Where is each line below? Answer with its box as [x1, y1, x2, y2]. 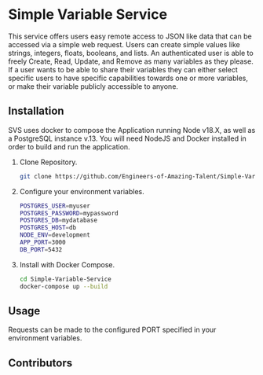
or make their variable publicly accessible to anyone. [8, 81, 179, 91]
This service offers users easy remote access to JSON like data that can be [8, 31, 253, 41]
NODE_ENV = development [19, 231, 90, 239]
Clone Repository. [19, 157, 78, 167]
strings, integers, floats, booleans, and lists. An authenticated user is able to [8, 48, 254, 57]
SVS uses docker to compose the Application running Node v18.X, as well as [8, 125, 256, 134]
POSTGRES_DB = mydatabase [19, 216, 98, 225]
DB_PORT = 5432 [19, 245, 63, 253]
